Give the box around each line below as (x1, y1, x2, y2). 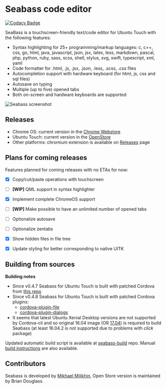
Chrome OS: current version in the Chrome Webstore (12, 129, 121, 135)
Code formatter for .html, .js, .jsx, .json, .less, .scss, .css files (12, 65, 136, 71)
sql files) (12, 76, 30, 82)
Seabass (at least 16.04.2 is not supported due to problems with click (12, 325, 154, 331)
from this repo (12, 288, 42, 294)
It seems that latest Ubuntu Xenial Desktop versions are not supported (12, 314, 156, 320)
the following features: (5, 35, 51, 41)
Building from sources (5, 260, 75, 269)
